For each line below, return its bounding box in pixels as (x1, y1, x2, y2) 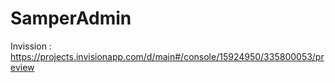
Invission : (10, 40, 52, 52)
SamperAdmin (10, 7, 132, 30)
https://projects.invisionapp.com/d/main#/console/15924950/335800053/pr (10, 50, 325, 62)
